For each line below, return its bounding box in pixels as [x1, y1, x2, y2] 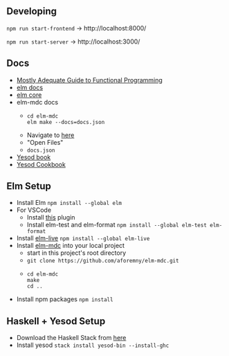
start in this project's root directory [26, 249, 127, 257]
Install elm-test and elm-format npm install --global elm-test [26, 221, 207, 229]
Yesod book [16, 152, 51, 161]
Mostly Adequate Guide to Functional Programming [16, 75, 163, 84]
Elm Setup [6, 180, 51, 193]
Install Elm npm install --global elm [16, 199, 122, 207]
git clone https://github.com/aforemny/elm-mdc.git [26, 258, 179, 265]
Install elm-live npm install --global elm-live [16, 234, 150, 242]
